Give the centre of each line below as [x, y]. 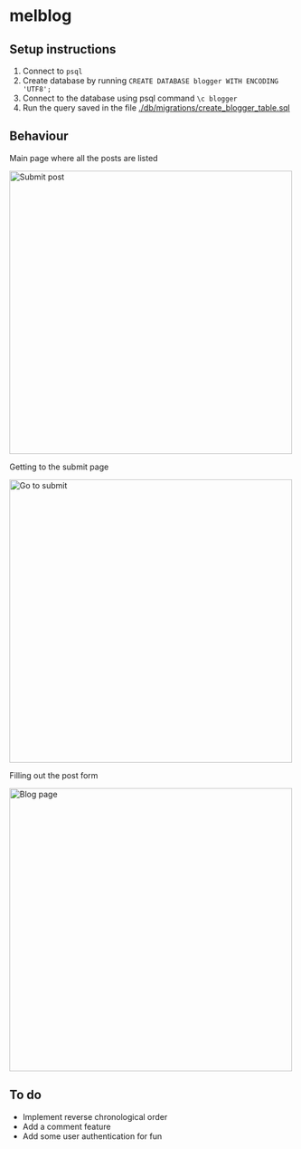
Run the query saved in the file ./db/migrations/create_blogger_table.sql [156, 108]
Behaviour [39, 136]
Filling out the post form [54, 775]
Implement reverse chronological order [95, 1116]
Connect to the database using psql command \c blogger [130, 98]
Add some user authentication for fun [92, 1136]
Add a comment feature [66, 1126]
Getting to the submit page [59, 467]
